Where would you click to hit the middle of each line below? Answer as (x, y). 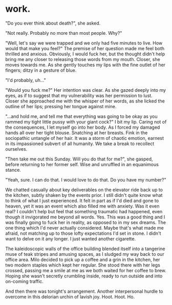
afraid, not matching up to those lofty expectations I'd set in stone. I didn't (83, 233)
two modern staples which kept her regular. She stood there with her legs (83, 265)
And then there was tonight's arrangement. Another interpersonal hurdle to (84, 291)
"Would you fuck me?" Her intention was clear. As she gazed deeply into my (86, 90)
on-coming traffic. (24, 281)
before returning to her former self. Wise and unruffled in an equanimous (82, 164)
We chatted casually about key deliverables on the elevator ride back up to (84, 190)
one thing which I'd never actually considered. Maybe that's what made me (84, 228)
